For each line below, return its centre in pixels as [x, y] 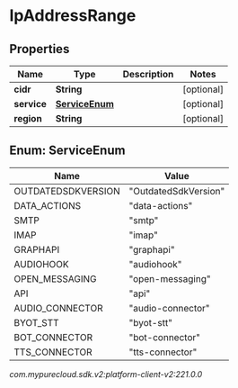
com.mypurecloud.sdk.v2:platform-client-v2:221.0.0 [106, 374]
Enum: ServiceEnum [67, 151]
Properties [40, 49]
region [28, 118]
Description [148, 74]
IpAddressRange [73, 16]
